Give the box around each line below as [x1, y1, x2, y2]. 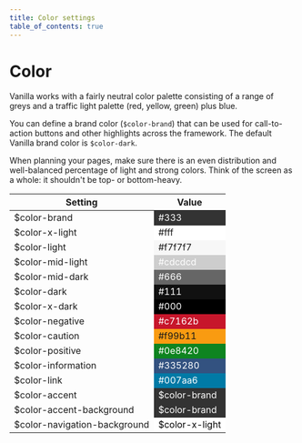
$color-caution [14, 329, 80, 342]
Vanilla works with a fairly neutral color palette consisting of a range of [9, 91, 275, 102]
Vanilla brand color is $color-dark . [9, 137, 138, 148]
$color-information [14, 359, 97, 372]
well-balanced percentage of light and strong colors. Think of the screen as [9, 165, 293, 176]
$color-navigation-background [14, 418, 150, 431]
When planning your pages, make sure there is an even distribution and [9, 156, 277, 166]
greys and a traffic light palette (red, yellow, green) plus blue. [9, 101, 238, 112]
